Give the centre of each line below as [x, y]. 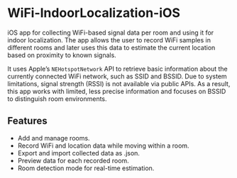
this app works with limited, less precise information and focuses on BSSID [117, 91]
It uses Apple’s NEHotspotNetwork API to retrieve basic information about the [118, 69]
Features [27, 121]
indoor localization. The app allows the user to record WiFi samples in [109, 40]
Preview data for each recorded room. [73, 160]
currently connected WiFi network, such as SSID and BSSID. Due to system [117, 76]
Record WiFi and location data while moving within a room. [103, 146]
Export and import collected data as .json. [79, 153]
